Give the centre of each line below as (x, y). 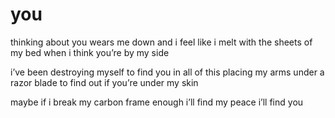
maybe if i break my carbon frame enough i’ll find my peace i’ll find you (157, 102)
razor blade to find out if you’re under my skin (104, 82)
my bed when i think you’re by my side (90, 52)
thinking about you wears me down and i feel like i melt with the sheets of (161, 42)
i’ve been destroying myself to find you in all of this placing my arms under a (167, 72)
